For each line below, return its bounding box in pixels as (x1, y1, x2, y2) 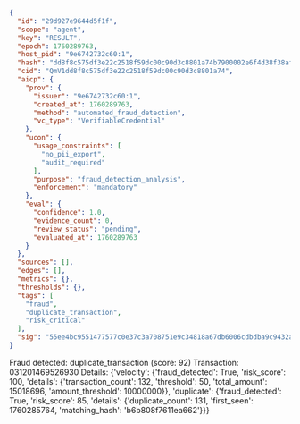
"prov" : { (25, 83, 62, 92)
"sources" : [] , (17, 258, 74, 267)
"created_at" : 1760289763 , (32, 99, 134, 109)
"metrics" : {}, (17, 275, 74, 284)
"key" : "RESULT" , (17, 33, 82, 42)
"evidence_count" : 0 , (32, 216, 114, 225)
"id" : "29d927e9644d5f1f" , (17, 16, 118, 26)
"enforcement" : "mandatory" (32, 183, 138, 192)
